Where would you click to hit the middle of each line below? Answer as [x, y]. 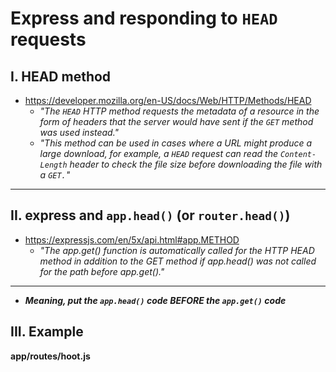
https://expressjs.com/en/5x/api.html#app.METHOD [132, 239]
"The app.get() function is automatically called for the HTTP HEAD [177, 250]
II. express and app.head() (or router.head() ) [150, 215]
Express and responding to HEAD [144, 18]
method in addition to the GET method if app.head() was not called [178, 261]
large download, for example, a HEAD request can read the [158, 153]
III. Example [47, 332]
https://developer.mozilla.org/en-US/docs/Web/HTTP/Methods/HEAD [168, 100]
